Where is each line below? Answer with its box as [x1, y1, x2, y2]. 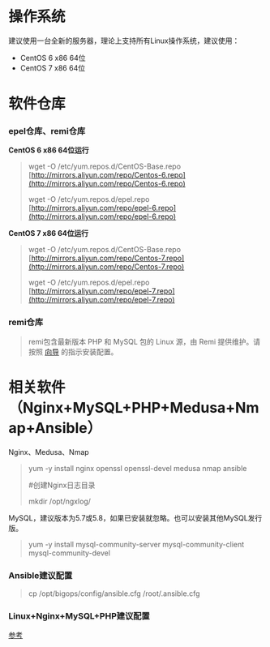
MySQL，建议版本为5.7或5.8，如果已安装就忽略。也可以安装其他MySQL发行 [8, 512, 263, 523]
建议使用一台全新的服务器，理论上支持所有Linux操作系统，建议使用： [8, 36, 240, 45]
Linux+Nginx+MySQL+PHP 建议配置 [8, 610, 150, 621]
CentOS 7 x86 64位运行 [8, 229, 89, 238]
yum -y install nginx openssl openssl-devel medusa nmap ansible [28, 463, 247, 473]
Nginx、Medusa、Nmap [8, 447, 89, 456]
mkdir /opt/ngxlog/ [28, 496, 92, 506]
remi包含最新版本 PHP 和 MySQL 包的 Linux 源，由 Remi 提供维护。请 [28, 336, 261, 346]
